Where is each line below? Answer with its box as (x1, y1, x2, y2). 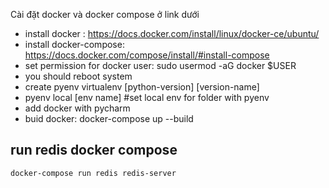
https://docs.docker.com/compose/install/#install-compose (24, 49, 270, 61)
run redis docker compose (10, 142, 178, 159)
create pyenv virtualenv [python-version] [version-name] (24, 81, 260, 93)
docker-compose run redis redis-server (10, 168, 177, 178)
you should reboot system (24, 70, 133, 82)
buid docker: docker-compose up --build (24, 113, 194, 124)
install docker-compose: (24, 39, 125, 50)
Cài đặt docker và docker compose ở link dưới (10, 9, 200, 20)
